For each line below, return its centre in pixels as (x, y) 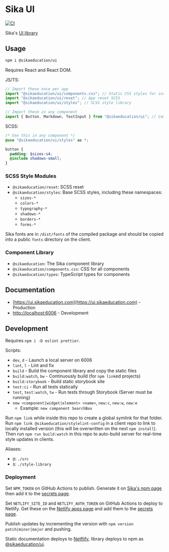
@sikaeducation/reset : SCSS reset (48, 187)
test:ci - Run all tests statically (45, 387)
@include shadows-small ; (36, 159)
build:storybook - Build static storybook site (59, 382)
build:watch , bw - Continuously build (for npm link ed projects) (76, 376)
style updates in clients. (30, 439)
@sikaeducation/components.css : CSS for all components (71, 269)
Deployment (21, 477)
